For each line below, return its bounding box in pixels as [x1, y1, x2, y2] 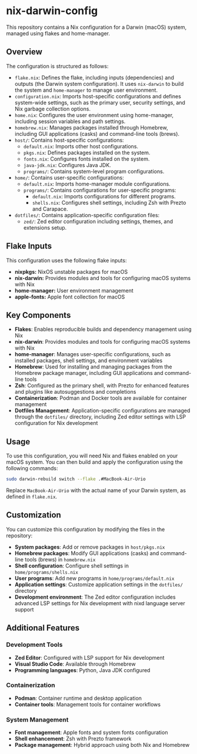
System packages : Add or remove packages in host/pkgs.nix [14, 543, 165, 550]
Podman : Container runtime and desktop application [14, 695, 142, 702]
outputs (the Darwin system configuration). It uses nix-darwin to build [14, 80, 184, 87]
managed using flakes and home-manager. [6, 29, 111, 36]
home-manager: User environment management [14, 287, 133, 294]
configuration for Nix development [14, 420, 98, 427]
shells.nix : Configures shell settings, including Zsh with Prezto [32, 199, 186, 206]
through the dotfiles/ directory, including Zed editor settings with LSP [14, 413, 186, 420]
